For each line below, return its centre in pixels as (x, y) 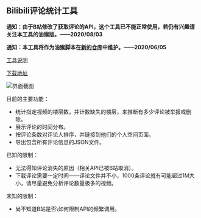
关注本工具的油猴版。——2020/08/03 (55, 34)
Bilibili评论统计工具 (42, 11)
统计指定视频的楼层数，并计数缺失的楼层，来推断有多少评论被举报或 (100, 112)
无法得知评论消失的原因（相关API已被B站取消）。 (76, 168)
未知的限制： (22, 196)
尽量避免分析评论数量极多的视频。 (74, 183)
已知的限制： (22, 155)
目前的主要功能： (28, 98)
